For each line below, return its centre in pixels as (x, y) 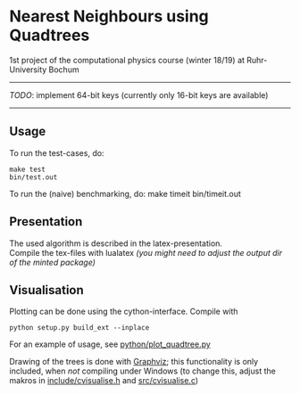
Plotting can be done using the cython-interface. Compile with (124, 312)
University (28, 70)
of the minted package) (53, 262)
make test (28, 169)
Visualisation (47, 290)
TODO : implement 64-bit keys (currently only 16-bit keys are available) (139, 94)
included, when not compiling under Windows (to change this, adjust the (143, 371)
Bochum (64, 70)
